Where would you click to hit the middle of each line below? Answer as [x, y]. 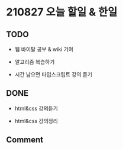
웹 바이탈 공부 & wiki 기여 [44, 49]
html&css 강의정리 [36, 121]
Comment [25, 140]
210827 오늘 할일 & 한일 [62, 12]
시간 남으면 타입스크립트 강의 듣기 [54, 74]
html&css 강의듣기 [36, 108]
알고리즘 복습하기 [35, 62]
